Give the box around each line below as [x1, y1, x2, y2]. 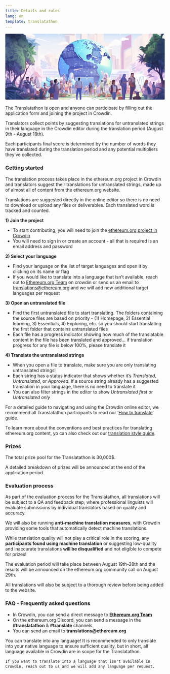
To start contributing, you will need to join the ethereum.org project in [12, 227, 158, 233]
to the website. [5, 587, 36, 593]
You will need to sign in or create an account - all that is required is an [12, 238, 158, 244]
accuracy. [5, 510, 26, 516]
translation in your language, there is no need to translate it [12, 383, 136, 389]
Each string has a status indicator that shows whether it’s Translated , [12, 373, 157, 379]
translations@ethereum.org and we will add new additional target [12, 285, 149, 291]
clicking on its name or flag [12, 268, 69, 274]
